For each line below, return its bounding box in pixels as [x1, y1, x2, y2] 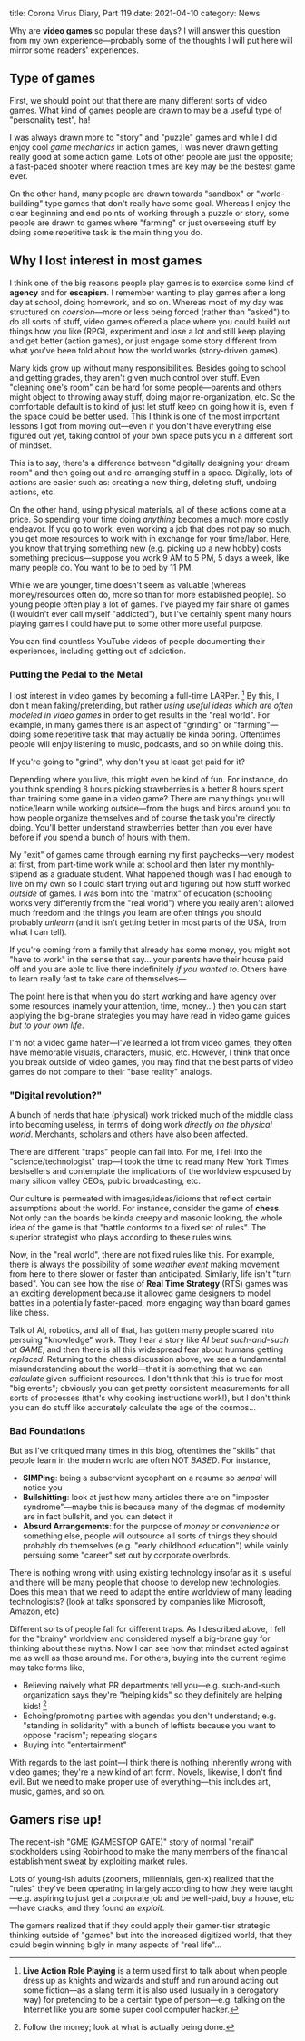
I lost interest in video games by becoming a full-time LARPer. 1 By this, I [9, 688, 280, 701]
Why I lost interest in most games [9, 254, 202, 269]
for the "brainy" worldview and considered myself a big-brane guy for [9, 1633, 271, 1644]
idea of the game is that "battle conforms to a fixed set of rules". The [9, 1221, 266, 1232]
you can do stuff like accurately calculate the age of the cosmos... [9, 1401, 257, 1412]
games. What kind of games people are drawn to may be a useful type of [9, 105, 283, 115]
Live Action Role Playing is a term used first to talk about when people [22, 1965, 288, 1976]
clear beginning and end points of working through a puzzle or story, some [9, 207, 290, 218]
